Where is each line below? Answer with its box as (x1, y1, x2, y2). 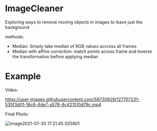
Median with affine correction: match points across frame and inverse (12, 48, 152, 54)
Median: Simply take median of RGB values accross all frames (12, 43, 137, 49)
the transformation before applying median (12, 53, 98, 59)
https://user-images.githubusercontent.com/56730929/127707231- (5, 96, 140, 102)
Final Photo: (5, 111, 29, 117)
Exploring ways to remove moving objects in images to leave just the (5, 19, 143, 25)
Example (5, 71, 41, 82)
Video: (5, 87, 19, 93)
